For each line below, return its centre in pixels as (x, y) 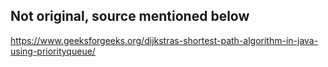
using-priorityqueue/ (53, 51)
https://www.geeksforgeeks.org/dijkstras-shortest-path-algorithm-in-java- (164, 40)
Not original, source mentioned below (130, 16)
